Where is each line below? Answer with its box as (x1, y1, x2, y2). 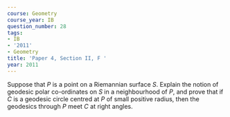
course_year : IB (7, 17, 54, 23)
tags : (7, 29, 23, 36)
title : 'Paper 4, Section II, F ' (7, 55, 107, 62)
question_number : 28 (7, 23, 67, 30)
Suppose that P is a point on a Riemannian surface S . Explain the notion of (7, 80, 219, 88)
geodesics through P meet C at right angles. (7, 102, 133, 110)
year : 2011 (7, 61, 39, 68)
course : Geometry (7, 10, 57, 17)
